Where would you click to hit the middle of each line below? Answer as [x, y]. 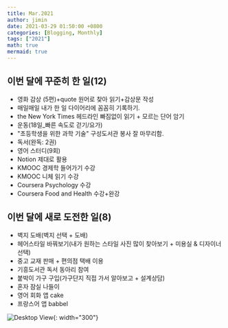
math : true [23, 45]
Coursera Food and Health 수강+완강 [68, 194]
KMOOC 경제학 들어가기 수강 [56, 167]
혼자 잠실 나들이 [38, 286]
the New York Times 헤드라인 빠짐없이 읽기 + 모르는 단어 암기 [101, 116]
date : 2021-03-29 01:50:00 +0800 [55, 26]
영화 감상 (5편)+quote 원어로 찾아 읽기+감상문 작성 [85, 99]
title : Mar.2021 [30, 13]
